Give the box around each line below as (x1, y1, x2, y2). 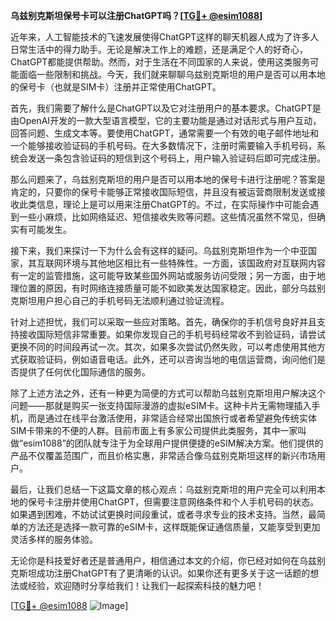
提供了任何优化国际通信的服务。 (18, 366, 151, 378)
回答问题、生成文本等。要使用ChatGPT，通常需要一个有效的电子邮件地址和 (10, 127, 320, 139)
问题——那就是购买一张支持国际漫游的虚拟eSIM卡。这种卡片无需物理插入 (10, 400, 312, 411)
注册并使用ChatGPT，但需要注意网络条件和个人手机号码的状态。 (53, 496, 320, 508)
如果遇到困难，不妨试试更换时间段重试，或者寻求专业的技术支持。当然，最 (10, 509, 317, 520)
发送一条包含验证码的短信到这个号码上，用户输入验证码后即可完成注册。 (27, 152, 326, 164)
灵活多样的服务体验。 (10, 534, 98, 545)
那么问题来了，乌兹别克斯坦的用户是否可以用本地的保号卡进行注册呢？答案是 (10, 174, 326, 185)
